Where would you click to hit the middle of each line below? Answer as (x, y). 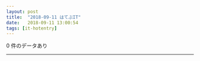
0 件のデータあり (27, 46)
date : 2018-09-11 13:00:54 (42, 23)
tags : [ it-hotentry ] (32, 28)
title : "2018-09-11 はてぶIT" (44, 17)
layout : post (22, 12)
